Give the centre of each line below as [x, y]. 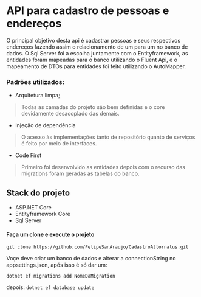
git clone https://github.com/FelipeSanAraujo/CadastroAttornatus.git [97, 247]
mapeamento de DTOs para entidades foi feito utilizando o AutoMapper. [96, 66]
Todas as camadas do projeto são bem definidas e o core [93, 107]
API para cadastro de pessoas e [88, 11]
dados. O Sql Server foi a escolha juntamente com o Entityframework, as [97, 53]
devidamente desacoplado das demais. [70, 114]
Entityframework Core [43, 214]
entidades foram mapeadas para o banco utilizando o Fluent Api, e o [92, 60]
